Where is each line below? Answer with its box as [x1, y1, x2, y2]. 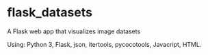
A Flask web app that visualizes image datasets [7, 27, 141, 35]
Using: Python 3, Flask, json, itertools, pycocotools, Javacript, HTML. [7, 40, 202, 48]
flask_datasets [7, 5, 92, 20]
